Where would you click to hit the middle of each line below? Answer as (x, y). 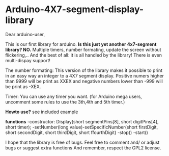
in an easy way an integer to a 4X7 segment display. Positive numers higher (85, 75)
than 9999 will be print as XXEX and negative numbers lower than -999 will (84, 81)
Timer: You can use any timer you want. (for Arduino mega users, (74, 96)
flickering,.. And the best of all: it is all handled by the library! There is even (83, 55)
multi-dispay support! (28, 60)
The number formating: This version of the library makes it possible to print (84, 70)
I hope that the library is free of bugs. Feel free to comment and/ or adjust (82, 142)
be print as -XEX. (23, 86)
